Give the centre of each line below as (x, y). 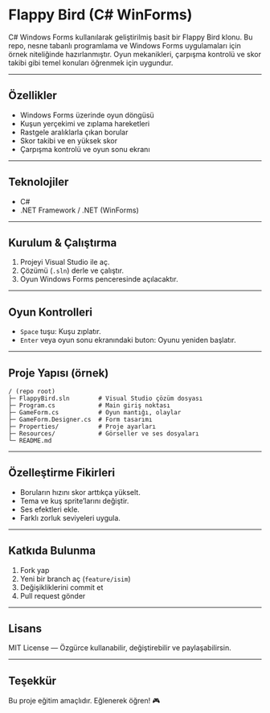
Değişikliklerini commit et (61, 587)
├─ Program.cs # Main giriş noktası (90, 406)
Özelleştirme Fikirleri (61, 473)
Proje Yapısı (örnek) (59, 373)
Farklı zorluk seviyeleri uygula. (70, 517)
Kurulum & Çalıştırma (63, 243)
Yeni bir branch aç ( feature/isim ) (75, 579)
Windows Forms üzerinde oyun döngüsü (87, 115)
